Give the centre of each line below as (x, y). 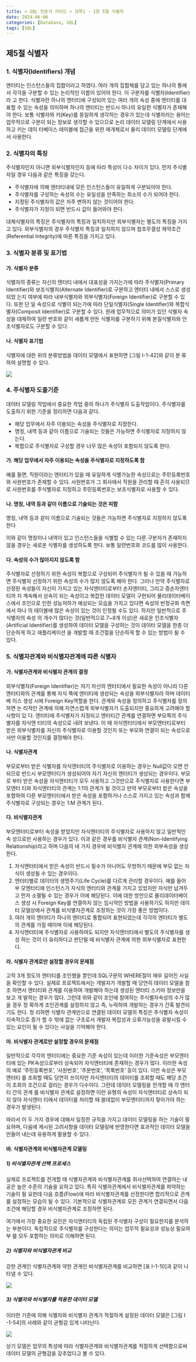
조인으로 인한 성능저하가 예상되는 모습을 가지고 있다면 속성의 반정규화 (100, 603)
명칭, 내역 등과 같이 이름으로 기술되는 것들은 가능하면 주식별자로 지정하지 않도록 (97, 518)
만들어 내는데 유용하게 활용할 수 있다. (48, 1134)
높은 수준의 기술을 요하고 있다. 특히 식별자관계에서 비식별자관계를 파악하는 (101, 1186)
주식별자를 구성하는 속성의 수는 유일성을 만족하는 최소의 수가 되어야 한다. (97, 194)
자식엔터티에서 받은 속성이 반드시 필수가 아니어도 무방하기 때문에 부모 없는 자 (102, 866)
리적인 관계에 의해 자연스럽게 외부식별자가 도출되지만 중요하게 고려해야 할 (107, 708)
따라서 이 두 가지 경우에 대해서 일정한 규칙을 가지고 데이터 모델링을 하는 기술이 (95, 1119)
